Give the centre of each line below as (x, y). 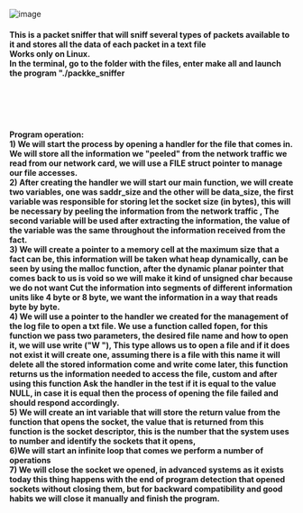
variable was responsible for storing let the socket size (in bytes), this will (150, 202)
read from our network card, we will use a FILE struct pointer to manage (146, 163)
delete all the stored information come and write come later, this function (149, 364)
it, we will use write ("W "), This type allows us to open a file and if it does (150, 345)
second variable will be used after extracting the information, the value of (150, 221)
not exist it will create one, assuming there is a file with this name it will (145, 355)
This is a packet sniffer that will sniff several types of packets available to (150, 34)
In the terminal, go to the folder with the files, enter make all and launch (145, 63)
